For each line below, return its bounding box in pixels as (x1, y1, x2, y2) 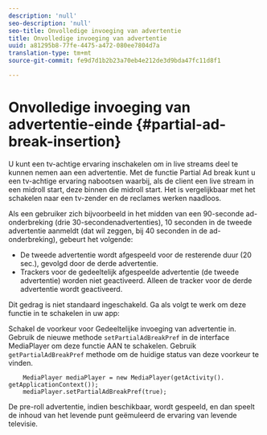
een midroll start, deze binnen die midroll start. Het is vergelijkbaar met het (8, 184, 256, 194)
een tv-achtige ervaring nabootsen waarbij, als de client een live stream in (8, 176, 254, 186)
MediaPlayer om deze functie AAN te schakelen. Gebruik (8, 341, 197, 351)
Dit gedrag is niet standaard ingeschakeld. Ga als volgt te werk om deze (8, 299, 247, 310)
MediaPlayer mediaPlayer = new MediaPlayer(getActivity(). (23, 373, 225, 382)
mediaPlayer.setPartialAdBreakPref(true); (23, 388, 167, 396)
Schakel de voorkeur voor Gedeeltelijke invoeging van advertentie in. (8, 323, 237, 334)
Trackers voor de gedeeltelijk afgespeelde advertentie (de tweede (19, 267, 240, 277)
